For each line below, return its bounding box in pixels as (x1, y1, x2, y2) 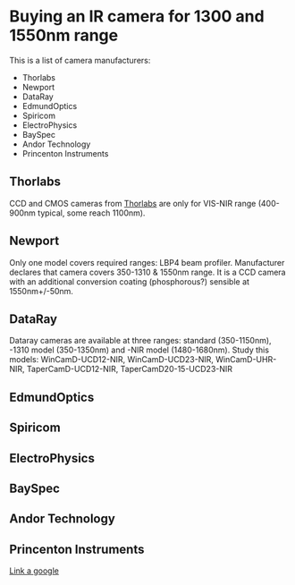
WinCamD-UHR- (215, 354, 277, 365)
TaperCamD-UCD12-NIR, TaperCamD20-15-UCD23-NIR (26, 364, 233, 375)
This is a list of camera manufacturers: (9, 55, 151, 65)
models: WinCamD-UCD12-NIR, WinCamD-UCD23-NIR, (9, 354, 215, 365)
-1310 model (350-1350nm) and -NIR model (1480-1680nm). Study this (9, 344, 270, 355)
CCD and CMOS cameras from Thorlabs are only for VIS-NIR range (9, 198, 257, 208)
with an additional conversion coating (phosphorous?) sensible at (9, 276, 250, 287)
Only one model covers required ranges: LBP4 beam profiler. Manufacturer (9, 257, 285, 267)
